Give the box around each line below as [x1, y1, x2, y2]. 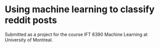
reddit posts [5, 14, 57, 26]
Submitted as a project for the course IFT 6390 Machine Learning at [5, 31, 148, 37]
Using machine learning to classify [5, 4, 155, 15]
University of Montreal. [5, 37, 53, 43]
